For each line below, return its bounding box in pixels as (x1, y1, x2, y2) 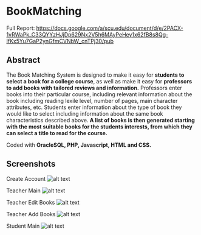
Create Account (6, 175, 46, 182)
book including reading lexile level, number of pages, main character (6, 97, 178, 104)
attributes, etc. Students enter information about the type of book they (6, 103, 182, 111)
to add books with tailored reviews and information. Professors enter (6, 84, 182, 91)
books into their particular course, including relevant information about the (6, 90, 192, 98)
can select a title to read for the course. (6, 129, 107, 136)
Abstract (6, 55, 41, 65)
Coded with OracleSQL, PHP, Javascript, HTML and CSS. (6, 141, 152, 149)
